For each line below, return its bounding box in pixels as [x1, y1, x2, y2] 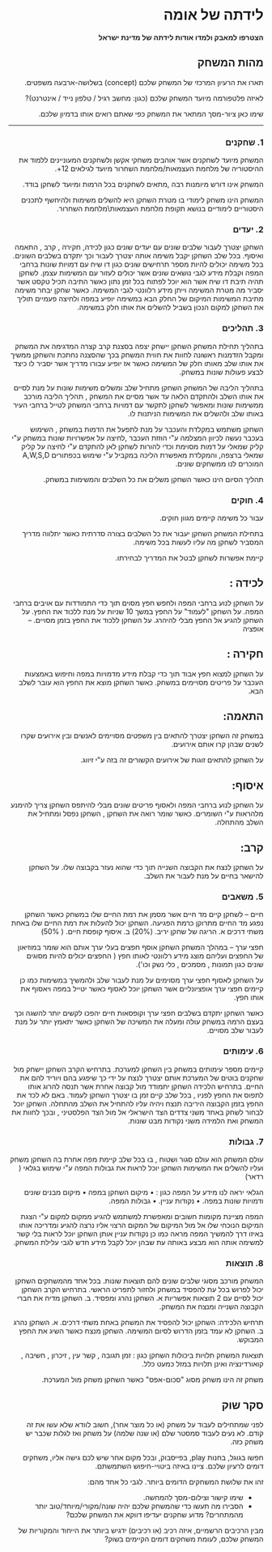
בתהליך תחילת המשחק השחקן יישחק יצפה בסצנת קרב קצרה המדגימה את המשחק [15, 341, 264, 351]
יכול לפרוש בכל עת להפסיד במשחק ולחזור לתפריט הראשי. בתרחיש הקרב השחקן [21, 1285, 264, 1294]
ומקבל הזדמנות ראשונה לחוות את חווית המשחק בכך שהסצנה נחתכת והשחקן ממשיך [11, 350, 264, 360]
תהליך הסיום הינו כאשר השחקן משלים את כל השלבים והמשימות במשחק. [43, 474, 264, 484]
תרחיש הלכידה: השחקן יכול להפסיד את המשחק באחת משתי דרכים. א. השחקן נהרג [13, 1318, 264, 1328]
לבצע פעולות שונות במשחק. [179, 367, 264, 377]
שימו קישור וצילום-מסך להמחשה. [142, 1493, 244, 1502]
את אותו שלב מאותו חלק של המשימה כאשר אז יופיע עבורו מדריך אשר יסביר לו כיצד [13, 358, 264, 368]
